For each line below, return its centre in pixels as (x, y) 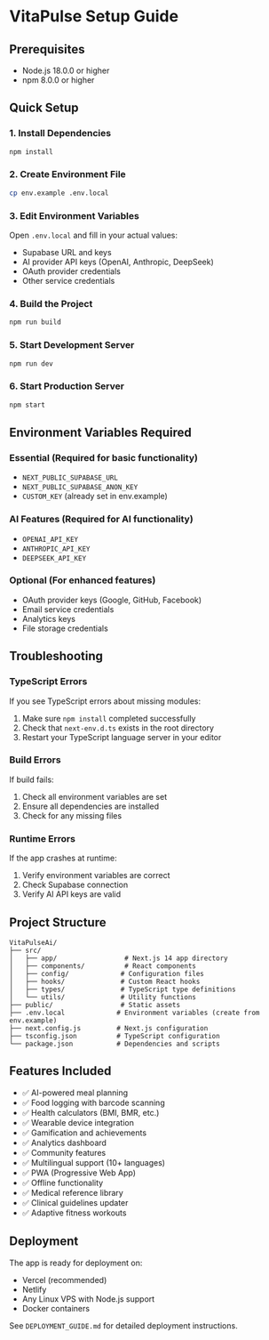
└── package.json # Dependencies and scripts (115, 1044)
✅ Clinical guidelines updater (75, 1202)
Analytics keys (48, 618)
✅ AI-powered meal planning (75, 1093)
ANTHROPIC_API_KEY (56, 549)
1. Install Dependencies (60, 133)
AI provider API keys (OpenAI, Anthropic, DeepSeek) (118, 262)
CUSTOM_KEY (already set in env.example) (95, 496)
